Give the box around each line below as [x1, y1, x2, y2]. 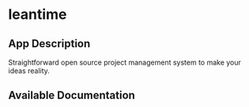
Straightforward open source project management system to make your [8, 57, 241, 67]
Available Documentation [8, 89, 136, 102]
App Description [8, 37, 91, 50]
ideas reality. [8, 66, 50, 76]
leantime [8, 6, 67, 24]
